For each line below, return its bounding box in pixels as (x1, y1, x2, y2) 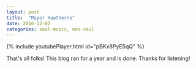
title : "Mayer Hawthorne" (6, 15, 75, 21)
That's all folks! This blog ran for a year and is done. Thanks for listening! (6, 55, 190, 62)
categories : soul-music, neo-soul (6, 26, 95, 32)
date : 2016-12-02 (6, 20, 51, 26)
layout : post (6, 9, 40, 15)
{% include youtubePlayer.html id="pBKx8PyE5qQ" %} (6, 43, 145, 50)
